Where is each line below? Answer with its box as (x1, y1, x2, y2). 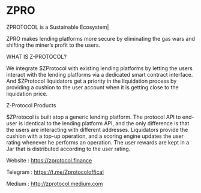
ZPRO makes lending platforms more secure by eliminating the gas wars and (6, 35, 195, 42)
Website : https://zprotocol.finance (6, 156, 92, 164)
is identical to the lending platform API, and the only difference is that (19, 119, 190, 126)
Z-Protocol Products (6, 101, 56, 108)
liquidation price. (6, 90, 48, 97)
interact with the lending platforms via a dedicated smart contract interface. (6, 71, 193, 78)
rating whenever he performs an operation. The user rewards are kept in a (6, 138, 190, 146)
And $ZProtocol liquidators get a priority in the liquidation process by (6, 77, 177, 85)
